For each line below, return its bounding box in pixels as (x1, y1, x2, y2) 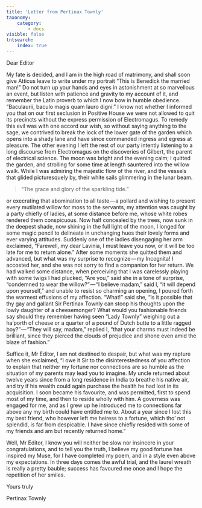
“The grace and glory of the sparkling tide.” (21, 185, 129, 192)
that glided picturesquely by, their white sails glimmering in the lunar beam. (6, 174, 193, 181)
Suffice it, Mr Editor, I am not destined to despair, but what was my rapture (6, 350, 191, 357)
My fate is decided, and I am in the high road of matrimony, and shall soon (6, 71, 191, 78)
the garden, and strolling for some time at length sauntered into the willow (6, 161, 190, 168)
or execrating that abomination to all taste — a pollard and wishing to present (6, 197, 195, 204)
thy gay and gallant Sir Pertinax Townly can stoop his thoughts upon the (6, 300, 185, 307)
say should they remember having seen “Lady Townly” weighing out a (6, 313, 180, 320)
